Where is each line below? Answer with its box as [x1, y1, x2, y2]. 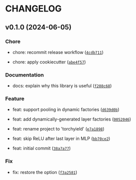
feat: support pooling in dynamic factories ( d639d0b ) [12, 106, 119, 112]
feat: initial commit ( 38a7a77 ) [12, 145, 71, 151]
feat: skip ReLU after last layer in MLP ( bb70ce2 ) [12, 135, 110, 141]
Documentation [5, 71, 44, 78]
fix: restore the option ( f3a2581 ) [12, 169, 78, 175]
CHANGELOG [5, 3, 62, 14]
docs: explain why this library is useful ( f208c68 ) [12, 83, 112, 89]
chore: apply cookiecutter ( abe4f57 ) [12, 58, 86, 65]
